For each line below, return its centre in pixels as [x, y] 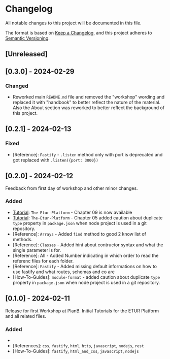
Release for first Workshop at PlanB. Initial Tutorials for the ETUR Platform [82, 311]
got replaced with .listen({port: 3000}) [55, 160]
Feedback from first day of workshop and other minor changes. [72, 188]
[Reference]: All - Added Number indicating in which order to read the [86, 255]
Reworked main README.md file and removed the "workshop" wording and [89, 97]
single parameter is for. [37, 250]
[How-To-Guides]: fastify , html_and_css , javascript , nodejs [76, 351]
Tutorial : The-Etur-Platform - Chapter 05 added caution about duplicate [88, 218]
